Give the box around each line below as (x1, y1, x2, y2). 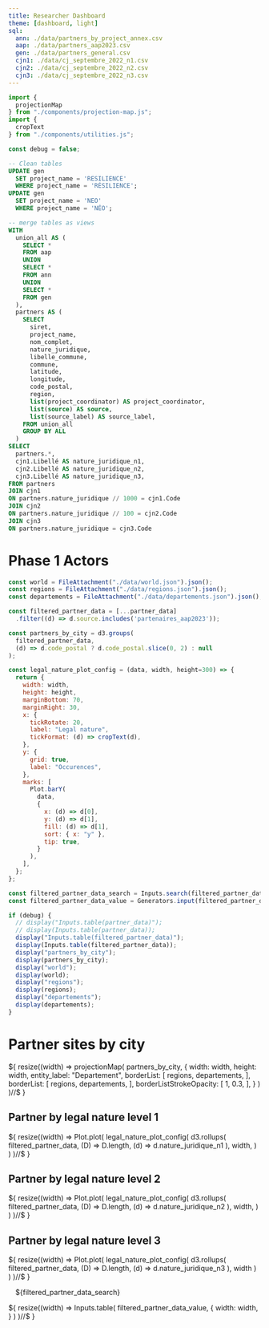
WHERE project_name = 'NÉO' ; (15, 204, 113, 213)
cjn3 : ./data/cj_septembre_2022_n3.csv (15, 71, 149, 79)
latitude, (29, 368, 62, 376)
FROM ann (22, 271, 52, 279)
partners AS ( (15, 308, 62, 317)
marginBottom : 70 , (22, 695, 84, 704)
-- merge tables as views (8, 218, 94, 227)
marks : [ (22, 778, 52, 786)
